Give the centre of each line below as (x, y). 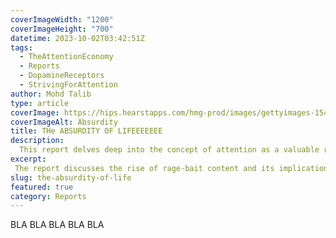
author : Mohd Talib (51, 94)
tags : (21, 47)
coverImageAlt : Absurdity (64, 122)
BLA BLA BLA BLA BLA (57, 225)
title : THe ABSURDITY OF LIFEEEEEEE (86, 131)
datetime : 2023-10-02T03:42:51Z (77, 38)
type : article (40, 103)
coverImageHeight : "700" (62, 29)
